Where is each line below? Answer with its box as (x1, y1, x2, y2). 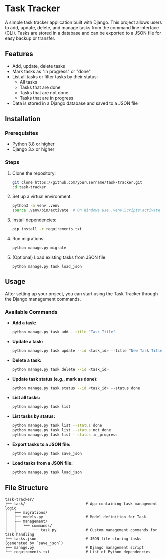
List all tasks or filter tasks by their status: (12, 73, 98, 80)
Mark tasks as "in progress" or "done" (12, 68, 91, 74)
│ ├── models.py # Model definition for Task (5, 514, 146, 519)
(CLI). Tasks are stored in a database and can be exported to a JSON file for (5, 30, 161, 36)
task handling (5, 532, 35, 537)
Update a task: (12, 338, 43, 344)
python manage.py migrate (12, 245, 66, 250)
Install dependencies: (12, 217, 57, 223)
